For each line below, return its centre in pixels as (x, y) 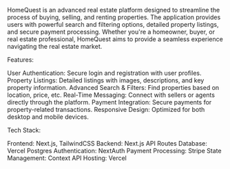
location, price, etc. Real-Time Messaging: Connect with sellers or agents (111, 95)
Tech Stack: (24, 130)
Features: (21, 60)
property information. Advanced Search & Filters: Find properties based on (113, 88)
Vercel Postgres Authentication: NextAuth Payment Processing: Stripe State (114, 151)
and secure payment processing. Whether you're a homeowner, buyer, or (111, 32)
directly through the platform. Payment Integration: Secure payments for (109, 102)
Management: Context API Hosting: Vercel (67, 158)
